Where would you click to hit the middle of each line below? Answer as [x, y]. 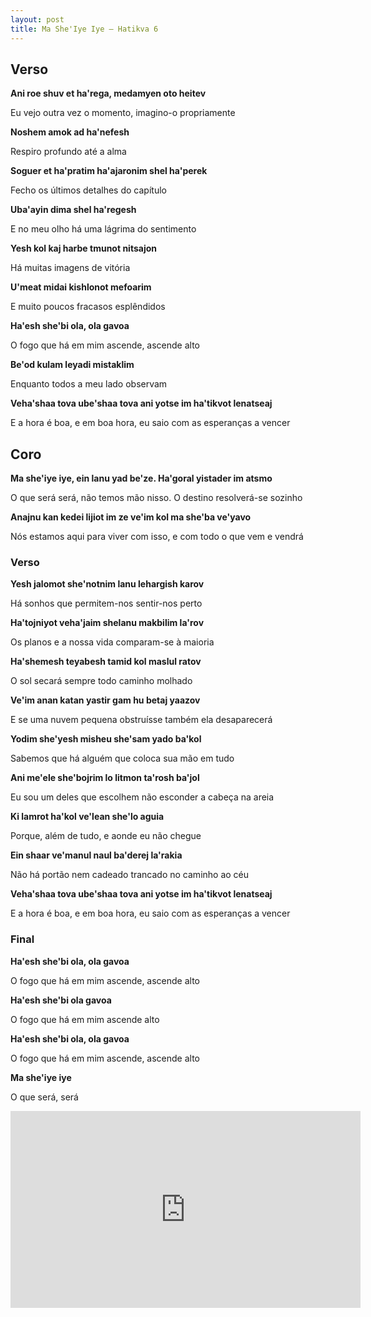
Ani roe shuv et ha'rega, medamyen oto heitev [108, 93]
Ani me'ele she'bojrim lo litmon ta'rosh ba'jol [105, 778]
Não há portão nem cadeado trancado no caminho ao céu [130, 875]
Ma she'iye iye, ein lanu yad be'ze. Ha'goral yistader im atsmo [141, 478]
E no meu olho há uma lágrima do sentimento [103, 229]
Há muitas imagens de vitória [70, 268]
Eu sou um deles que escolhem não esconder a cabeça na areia [142, 797]
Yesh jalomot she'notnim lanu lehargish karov [107, 584]
